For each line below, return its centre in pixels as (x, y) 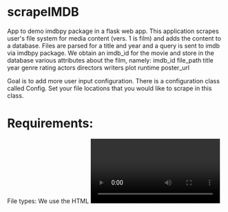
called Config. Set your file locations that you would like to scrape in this (110, 88)
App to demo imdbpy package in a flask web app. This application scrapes (113, 31)
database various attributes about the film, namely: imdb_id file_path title (110, 60)
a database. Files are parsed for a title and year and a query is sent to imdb (114, 45)
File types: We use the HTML (48, 201)
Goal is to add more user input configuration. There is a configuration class (114, 81)
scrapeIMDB (43, 12)
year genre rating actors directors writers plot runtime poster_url (99, 67)
